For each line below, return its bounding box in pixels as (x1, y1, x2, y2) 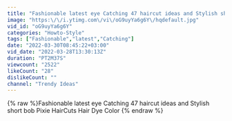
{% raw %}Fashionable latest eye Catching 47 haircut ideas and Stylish (7, 99, 210, 107)
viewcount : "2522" (7, 61, 60, 68)
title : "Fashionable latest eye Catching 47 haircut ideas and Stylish (7, 10, 217, 17)
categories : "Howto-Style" (7, 29, 85, 36)
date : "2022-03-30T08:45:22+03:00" (7, 42, 110, 49)
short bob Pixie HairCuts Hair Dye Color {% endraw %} (7, 107, 164, 115)
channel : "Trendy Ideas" (7, 80, 79, 87)
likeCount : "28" (7, 67, 54, 74)
